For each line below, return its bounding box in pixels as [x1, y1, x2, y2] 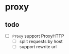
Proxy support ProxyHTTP [12, 33, 64, 39]
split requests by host [19, 39, 63, 44]
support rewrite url [19, 44, 57, 50]
